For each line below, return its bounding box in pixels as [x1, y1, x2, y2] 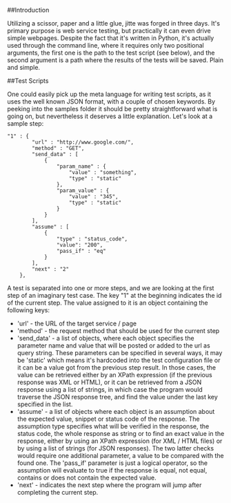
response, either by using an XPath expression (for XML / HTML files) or [17, 437, 223, 445]
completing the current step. [17, 488, 99, 496]
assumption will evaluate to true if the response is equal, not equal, [17, 466, 208, 474]
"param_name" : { [56, 163, 107, 170]
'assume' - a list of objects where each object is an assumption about [17, 408, 215, 415]
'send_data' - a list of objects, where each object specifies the [17, 334, 194, 342]
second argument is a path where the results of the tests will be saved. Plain [7, 56, 224, 64]
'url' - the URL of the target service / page [17, 319, 137, 328]
